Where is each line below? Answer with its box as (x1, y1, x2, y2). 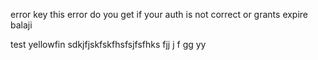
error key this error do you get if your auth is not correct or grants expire (10, 9, 309, 20)
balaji (10, 19, 33, 31)
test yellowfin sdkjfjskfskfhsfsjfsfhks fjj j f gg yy (10, 39, 207, 50)
